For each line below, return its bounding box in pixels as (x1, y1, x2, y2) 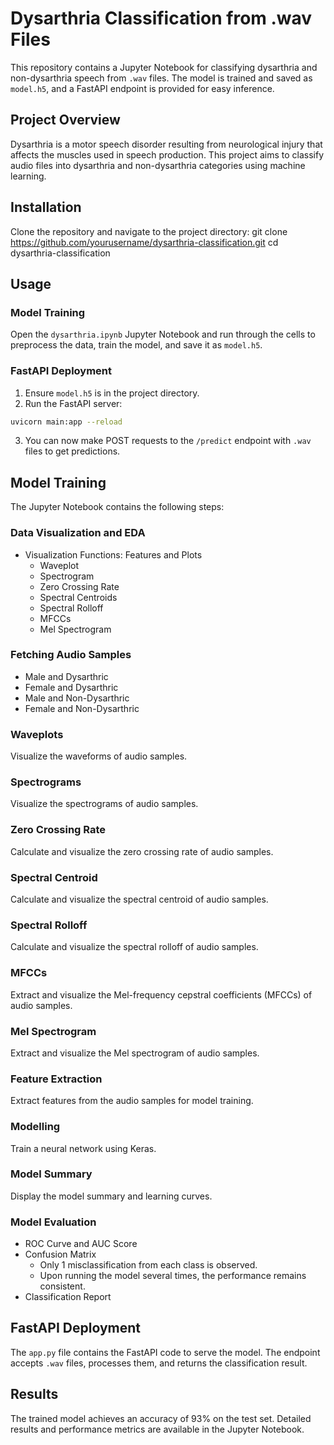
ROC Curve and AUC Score (24, 1238, 138, 1250)
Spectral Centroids (39, 591, 118, 603)
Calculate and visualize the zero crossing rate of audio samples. (10, 845, 274, 857)
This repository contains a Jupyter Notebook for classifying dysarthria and (10, 61, 318, 73)
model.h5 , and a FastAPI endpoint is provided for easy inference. (10, 82, 275, 94)
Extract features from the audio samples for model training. (10, 1095, 254, 1107)
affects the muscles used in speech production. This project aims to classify (10, 148, 325, 161)
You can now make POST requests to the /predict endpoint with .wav (24, 435, 312, 447)
